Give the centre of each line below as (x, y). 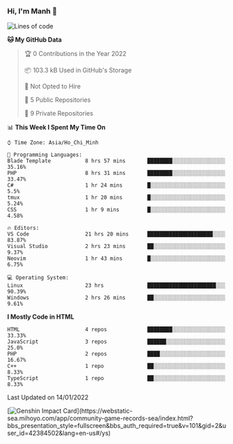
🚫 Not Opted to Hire (53, 86)
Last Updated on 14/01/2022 (48, 397)
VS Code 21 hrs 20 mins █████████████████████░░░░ (116, 234)
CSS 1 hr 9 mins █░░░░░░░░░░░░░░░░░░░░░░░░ (116, 210)
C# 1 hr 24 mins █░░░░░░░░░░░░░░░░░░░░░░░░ (116, 185)
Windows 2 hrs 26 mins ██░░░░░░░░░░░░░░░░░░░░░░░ (116, 298)
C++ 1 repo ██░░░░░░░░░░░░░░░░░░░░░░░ (116, 366)
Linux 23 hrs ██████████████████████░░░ (116, 286)
